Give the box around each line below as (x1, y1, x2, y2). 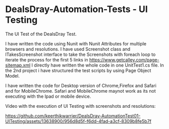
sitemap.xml (5, 62, 31, 68)
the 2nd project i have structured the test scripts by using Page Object (5, 67, 151, 74)
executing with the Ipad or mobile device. (5, 93, 91, 99)
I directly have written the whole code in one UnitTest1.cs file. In (31, 62, 164, 68)
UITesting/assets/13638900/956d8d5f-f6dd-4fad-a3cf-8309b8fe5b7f (5, 118, 151, 124)
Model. (5, 73, 20, 79)
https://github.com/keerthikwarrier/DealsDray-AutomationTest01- (5, 112, 141, 119)
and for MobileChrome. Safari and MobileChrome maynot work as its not (5, 88, 156, 94)
